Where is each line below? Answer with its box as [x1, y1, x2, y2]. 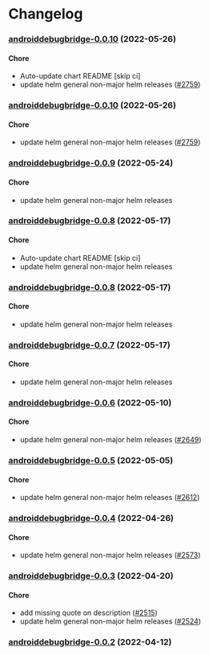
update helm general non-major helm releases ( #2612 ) [19, 493, 200, 502]
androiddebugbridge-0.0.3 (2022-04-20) [8, 571, 174, 582]
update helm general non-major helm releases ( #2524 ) [19, 616, 202, 626]
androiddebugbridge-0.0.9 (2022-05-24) [8, 157, 174, 169]
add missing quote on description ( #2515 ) [19, 608, 158, 618]
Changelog [8, 5, 83, 23]
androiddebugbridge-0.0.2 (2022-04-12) [8, 637, 172, 648]
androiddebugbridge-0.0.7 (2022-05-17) [8, 339, 171, 350]
